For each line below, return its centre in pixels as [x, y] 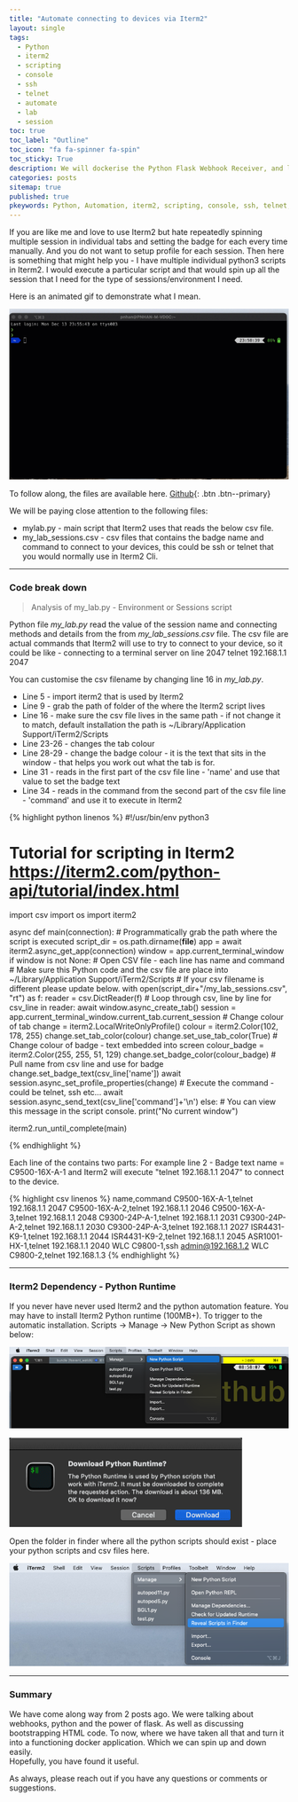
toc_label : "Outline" [49, 141]
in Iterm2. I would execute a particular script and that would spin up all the [145, 270]
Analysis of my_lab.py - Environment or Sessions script [131, 607]
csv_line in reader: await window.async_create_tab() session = [123, 1007]
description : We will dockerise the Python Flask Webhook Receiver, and [146, 168]
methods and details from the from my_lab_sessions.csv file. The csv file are [149, 633]
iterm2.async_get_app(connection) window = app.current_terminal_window [147, 951]
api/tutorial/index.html [94, 890]
